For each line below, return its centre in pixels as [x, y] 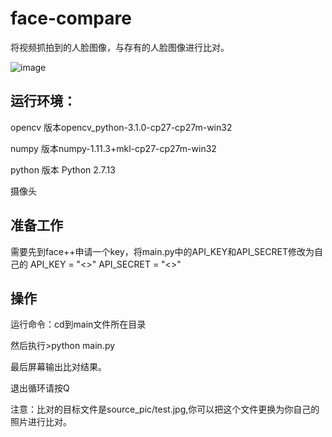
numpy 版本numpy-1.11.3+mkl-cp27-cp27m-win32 [113, 148]
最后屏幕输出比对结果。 [58, 367]
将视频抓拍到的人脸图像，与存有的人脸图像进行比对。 [120, 47]
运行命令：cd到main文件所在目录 [78, 324]
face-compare [71, 18]
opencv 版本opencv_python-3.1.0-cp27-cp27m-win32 [121, 127]
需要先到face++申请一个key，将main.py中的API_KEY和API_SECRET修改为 [162, 251]
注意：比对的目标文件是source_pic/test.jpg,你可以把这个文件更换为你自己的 [165, 409]
